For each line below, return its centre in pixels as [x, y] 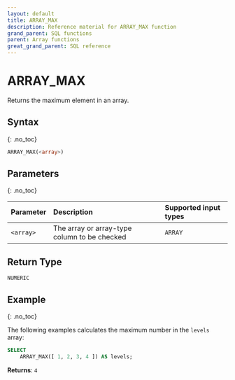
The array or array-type [92, 228]
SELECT [17, 351]
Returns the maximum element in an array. [68, 100]
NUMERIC [19, 278]
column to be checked [90, 237]
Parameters [33, 174]
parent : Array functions [43, 40]
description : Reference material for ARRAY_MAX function [92, 27]
